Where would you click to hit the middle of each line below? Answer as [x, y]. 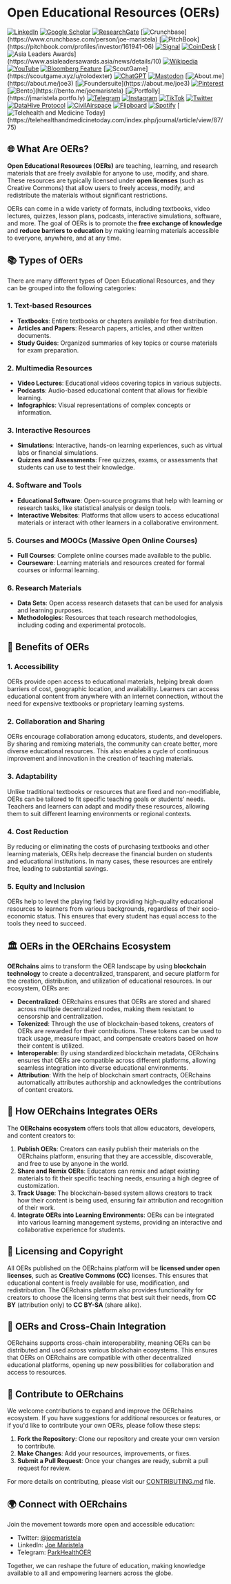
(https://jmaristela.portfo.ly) [46, 97]
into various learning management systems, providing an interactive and [120, 1222]
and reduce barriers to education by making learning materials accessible [113, 230]
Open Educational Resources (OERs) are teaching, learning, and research [113, 166]
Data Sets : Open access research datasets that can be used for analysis [120, 603]
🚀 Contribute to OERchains [66, 1394]
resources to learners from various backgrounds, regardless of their [104, 909]
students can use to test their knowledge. [76, 467]
